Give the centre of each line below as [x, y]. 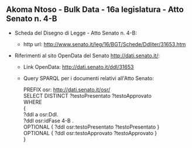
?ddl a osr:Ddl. [41, 114]
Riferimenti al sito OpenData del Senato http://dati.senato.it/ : [87, 56]
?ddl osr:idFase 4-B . [49, 121]
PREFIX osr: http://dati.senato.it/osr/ [67, 90]
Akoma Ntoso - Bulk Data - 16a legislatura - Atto [95, 10]
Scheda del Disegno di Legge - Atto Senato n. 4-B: [76, 33]
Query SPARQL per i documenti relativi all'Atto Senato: [88, 78]
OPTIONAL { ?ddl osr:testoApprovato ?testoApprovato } [90, 133]
